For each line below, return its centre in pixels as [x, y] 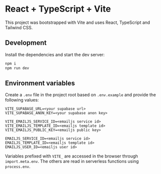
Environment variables [40, 83]
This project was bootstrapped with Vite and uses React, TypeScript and [78, 22]
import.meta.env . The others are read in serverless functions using [72, 161]
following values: [22, 100]
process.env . [18, 167]
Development [26, 43]
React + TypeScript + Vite [58, 9]
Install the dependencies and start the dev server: [55, 54]
